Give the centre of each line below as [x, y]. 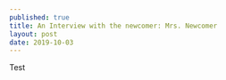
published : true [39, 17]
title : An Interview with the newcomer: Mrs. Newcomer [113, 26]
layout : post [33, 34]
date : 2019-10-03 [42, 42]
